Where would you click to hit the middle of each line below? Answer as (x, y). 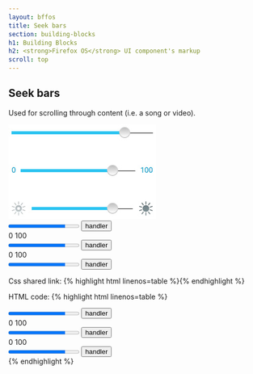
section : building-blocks (52, 34)
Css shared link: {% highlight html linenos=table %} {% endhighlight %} (126, 281)
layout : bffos (32, 17)
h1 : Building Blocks (43, 43)
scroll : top (28, 60)
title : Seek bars (38, 25)
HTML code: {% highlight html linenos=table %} (88, 296)
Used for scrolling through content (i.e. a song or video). (102, 112)
